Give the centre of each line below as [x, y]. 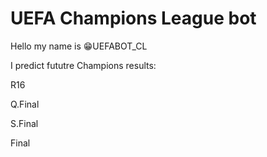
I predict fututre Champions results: [83, 65]
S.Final [24, 123]
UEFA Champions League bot [133, 18]
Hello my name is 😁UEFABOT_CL [79, 46]
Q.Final [25, 104]
